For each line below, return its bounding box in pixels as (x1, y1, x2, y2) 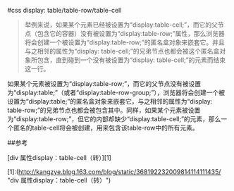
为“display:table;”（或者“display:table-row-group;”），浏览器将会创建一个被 (7, 88, 226, 97)
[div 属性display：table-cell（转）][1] (7, 154, 111, 161)
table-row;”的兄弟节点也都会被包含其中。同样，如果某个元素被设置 (7, 106, 201, 114)
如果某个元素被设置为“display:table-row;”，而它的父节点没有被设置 (7, 80, 202, 87)
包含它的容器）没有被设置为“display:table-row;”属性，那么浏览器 (37, 30, 225, 37)
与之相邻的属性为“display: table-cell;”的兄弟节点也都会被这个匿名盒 (24, 47, 220, 55)
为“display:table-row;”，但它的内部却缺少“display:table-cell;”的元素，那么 (7, 115, 221, 123)
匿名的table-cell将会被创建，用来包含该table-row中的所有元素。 (13, 123, 199, 132)
